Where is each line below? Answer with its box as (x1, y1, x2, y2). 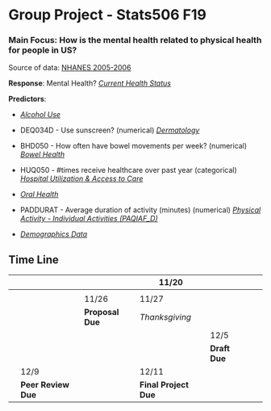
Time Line (8, 253, 59, 266)
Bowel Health (19, 149, 65, 159)
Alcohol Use (19, 110, 61, 120)
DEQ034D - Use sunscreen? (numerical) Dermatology (19, 125, 200, 135)
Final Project (140, 380, 190, 391)
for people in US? (8, 44, 77, 56)
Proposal (84, 307, 119, 318)
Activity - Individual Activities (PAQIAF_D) (19, 214, 159, 224)
